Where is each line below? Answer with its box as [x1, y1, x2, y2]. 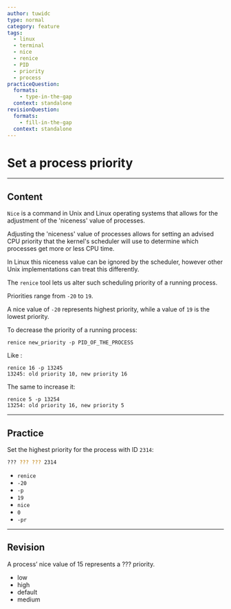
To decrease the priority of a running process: [7, 326, 137, 334]
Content [7, 191, 43, 203]
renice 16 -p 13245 [7, 364, 63, 372]
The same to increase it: [7, 383, 76, 391]
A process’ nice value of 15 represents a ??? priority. [7, 559, 155, 568]
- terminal [13, 42, 45, 49]
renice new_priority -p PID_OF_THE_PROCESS [7, 339, 134, 347]
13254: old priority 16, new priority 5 [7, 402, 125, 409]
